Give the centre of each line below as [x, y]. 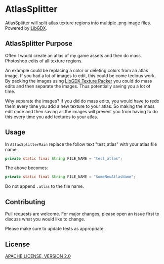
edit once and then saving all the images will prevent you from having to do [82, 111]
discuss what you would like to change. [45, 219]
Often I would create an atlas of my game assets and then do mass [73, 55]
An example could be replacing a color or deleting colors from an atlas [77, 70]
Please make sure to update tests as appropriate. [55, 229]
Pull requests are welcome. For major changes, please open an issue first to [82, 214]
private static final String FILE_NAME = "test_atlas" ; [64, 158]
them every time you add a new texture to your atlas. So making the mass [80, 106]
